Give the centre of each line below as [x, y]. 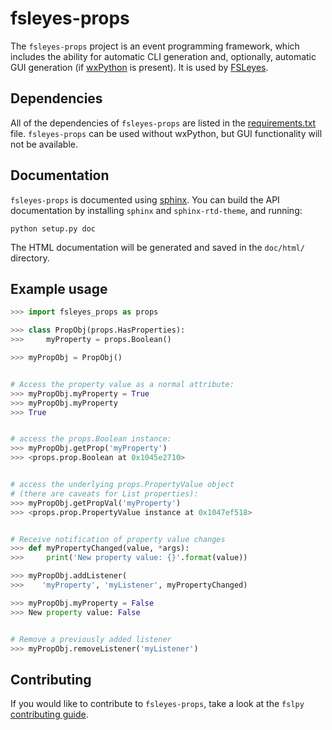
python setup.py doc [53, 228]
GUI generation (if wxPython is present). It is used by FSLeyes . [139, 67]
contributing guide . [49, 714]
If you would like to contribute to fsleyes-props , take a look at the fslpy [157, 704]
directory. [30, 258]
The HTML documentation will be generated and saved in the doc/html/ [157, 247]
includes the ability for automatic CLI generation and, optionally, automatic [163, 56]
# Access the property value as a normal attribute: [122, 384]
